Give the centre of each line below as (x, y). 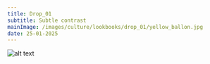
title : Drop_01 (30, 14)
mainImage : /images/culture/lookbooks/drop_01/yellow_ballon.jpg (105, 27)
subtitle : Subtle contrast (47, 20)
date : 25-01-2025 (33, 33)
